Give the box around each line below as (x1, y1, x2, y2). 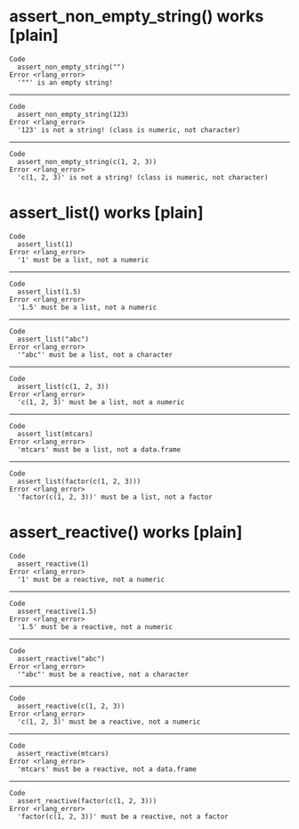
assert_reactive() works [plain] (9, 522, 243, 543)
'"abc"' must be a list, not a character (17, 350, 174, 359)
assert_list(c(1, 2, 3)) (17, 382, 109, 391)
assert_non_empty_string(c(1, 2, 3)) (17, 157, 158, 166)
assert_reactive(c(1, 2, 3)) (17, 701, 125, 710)
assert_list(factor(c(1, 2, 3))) (17, 477, 141, 485)
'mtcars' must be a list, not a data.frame (17, 444, 181, 454)
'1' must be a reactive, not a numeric (17, 575, 166, 584)
